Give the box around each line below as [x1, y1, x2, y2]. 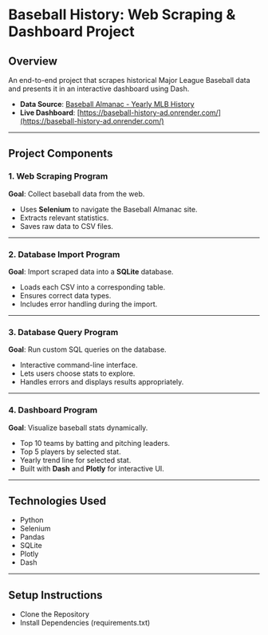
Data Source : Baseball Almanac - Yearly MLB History [19, 100, 195, 108]
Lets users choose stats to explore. [19, 369, 136, 378]
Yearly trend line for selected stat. [19, 455, 132, 464]
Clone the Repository [19, 609, 90, 619]
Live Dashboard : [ [19, 108, 81, 117]
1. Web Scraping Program [8, 171, 108, 182]
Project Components [8, 147, 113, 160]
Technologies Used [8, 494, 106, 507]
